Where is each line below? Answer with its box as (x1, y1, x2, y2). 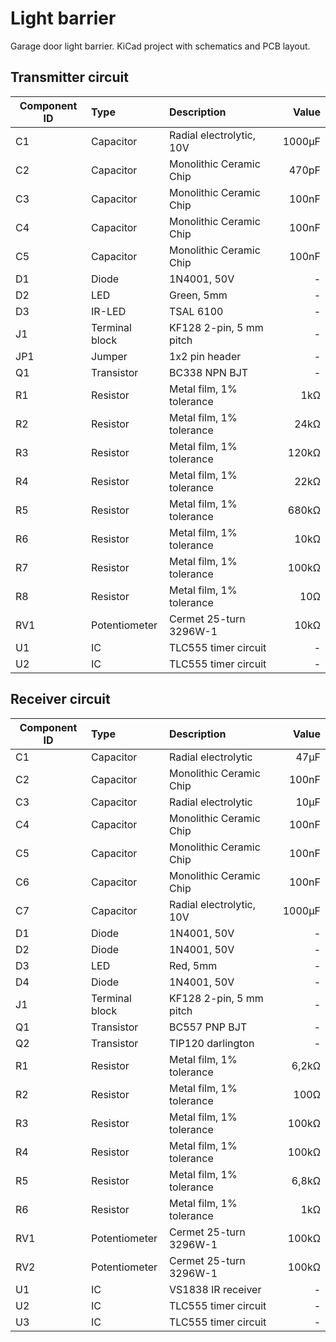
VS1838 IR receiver (168, 1282, 262, 1296)
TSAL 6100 (168, 304, 224, 318)
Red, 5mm (168, 958, 218, 972)
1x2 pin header (168, 349, 242, 363)
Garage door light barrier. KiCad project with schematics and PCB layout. (10, 40, 311, 52)
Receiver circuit (10, 691, 111, 708)
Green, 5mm (168, 288, 228, 302)
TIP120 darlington (168, 1036, 255, 1050)
